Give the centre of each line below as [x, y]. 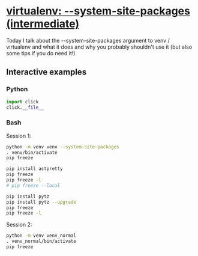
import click [22, 102]
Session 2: [19, 225]
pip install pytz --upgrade [41, 202]
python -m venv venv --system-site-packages [63, 147]
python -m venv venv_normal [41, 236]
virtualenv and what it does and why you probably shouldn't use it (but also [99, 47]
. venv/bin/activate [32, 152]
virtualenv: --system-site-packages [98, 11]
